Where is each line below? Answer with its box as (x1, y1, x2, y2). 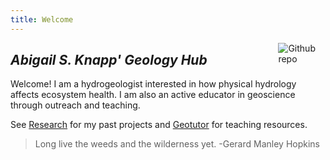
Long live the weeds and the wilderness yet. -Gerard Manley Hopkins (34, 138, 320, 150)
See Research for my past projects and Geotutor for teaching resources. (10, 119, 308, 131)
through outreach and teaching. (10, 99, 141, 111)
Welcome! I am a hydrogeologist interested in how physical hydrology (10, 78, 297, 90)
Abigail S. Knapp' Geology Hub (10, 52, 208, 69)
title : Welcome (10, 14, 74, 25)
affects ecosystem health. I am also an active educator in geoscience (10, 89, 296, 101)
